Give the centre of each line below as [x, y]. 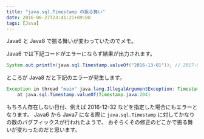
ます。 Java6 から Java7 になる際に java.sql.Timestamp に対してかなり [106, 115]
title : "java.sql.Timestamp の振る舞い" [56, 12]
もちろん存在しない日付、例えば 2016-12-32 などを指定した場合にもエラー [99, 107]
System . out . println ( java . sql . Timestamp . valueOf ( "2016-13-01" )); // [93, 65]
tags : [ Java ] [23, 23]
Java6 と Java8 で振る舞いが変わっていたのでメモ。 [72, 41]
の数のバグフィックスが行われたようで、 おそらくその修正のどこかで [92, 122]
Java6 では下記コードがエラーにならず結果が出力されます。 [81, 54]
